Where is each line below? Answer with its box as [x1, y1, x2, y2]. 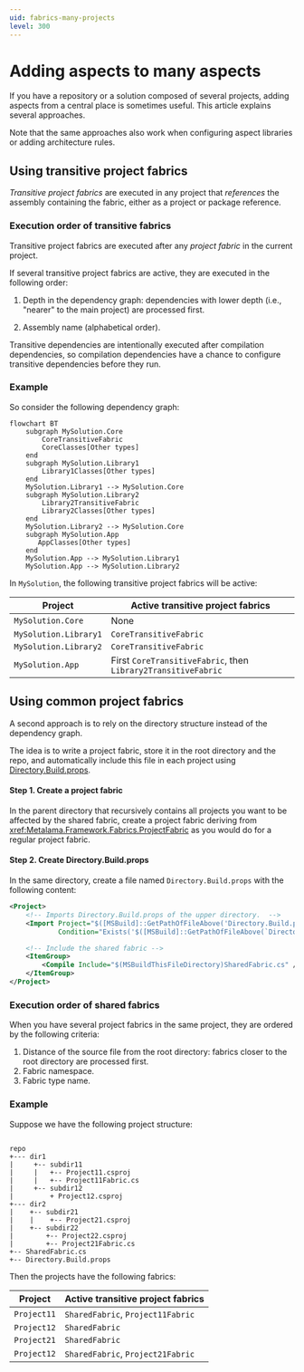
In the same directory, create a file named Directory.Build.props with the [9, 875, 284, 886]
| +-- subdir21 [9, 1207, 79, 1216]
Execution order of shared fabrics [9, 998, 160, 1011]
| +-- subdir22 [9, 1223, 79, 1233]
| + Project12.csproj [9, 1192, 124, 1201]
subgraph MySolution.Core [25, 427, 124, 436]
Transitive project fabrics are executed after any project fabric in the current [9, 240, 293, 251]
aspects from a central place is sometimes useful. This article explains [9, 101, 271, 111]
